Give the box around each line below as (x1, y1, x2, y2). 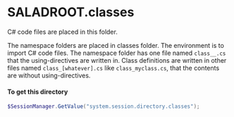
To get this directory (7, 87, 68, 96)
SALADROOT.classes (7, 4, 135, 20)
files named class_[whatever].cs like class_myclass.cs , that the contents (7, 63, 220, 72)
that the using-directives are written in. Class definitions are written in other (7, 56, 227, 64)
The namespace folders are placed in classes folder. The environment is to (7, 41, 224, 49)
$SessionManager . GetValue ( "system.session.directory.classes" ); (7, 103, 200, 110)
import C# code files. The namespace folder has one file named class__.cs (7, 49, 226, 57)
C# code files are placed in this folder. (7, 27, 118, 36)
